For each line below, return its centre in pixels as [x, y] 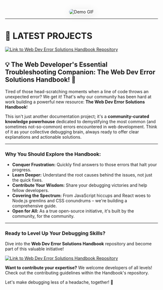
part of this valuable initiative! [34, 249]
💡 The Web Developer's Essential [56, 65]
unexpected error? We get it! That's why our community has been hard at [78, 97]
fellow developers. [31, 191]
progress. [22, 170]
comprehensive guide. [34, 206]
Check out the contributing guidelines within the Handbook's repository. [77, 273]
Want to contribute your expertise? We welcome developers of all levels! [79, 268]
